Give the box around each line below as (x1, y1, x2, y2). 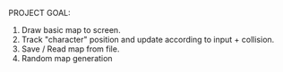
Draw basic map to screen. (21, 25, 122, 35)
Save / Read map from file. (21, 44, 120, 54)
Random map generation (21, 53, 113, 63)
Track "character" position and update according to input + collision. (21, 35, 275, 44)
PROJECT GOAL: (8, 8, 71, 18)
